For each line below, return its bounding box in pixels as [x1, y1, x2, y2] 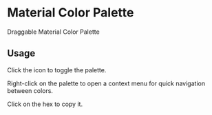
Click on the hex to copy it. [7, 100, 83, 108]
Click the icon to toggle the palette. [7, 65, 107, 74]
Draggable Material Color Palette [7, 28, 100, 36]
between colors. [7, 86, 54, 94]
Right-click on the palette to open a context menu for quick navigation [7, 79, 205, 87]
